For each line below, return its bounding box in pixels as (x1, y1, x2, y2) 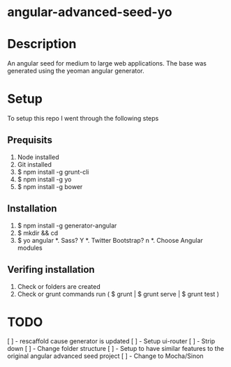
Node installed (17, 153, 59, 161)
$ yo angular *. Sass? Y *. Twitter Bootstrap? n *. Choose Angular (17, 236, 204, 244)
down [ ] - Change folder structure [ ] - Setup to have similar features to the (7, 345, 225, 353)
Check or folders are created (17, 282, 100, 290)
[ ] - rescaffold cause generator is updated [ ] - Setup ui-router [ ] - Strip (7, 337, 215, 345)
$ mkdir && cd (17, 228, 59, 237)
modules (17, 244, 43, 252)
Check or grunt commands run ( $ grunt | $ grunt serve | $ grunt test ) (17, 290, 220, 298)
